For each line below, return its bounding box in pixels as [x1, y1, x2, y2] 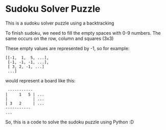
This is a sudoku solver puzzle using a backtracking [5, 20, 114, 26]
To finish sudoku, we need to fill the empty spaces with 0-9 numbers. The [5, 30, 161, 36]
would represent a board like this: [5, 77, 76, 83]
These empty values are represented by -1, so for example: [5, 45, 130, 51]
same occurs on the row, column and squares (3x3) [5, 35, 114, 41]
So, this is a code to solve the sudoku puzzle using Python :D [5, 119, 134, 125]
